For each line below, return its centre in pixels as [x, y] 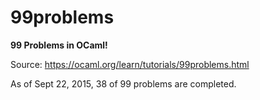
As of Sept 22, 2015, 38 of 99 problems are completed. [123, 83]
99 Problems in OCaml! [59, 45]
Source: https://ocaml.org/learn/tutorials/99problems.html [130, 64]
